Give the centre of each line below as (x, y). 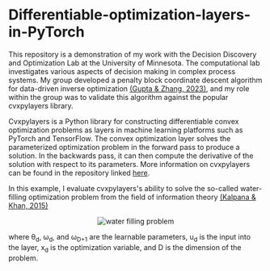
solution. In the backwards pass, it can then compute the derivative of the (131, 156)
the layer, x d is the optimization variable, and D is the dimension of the (125, 248)
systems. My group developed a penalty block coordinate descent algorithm (135, 80)
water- (251, 188)
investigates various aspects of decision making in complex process (122, 71)
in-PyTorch (46, 32)
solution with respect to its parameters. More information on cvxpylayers (129, 164)
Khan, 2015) (28, 205)
